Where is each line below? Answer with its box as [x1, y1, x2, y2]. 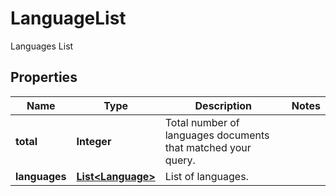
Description [194, 98, 252, 112]
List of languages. [164, 169, 249, 183]
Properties [10, 69, 78, 86]
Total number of [164, 115, 240, 129]
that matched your [164, 140, 252, 154]
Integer [76, 134, 112, 148]
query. [164, 153, 196, 167]
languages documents [164, 128, 270, 142]
